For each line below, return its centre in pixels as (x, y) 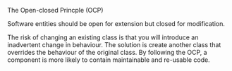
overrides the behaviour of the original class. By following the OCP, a (107, 52)
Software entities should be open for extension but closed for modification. (116, 24)
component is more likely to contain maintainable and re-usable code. (109, 60)
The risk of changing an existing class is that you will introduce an (103, 37)
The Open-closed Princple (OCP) (55, 10)
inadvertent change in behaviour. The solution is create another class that (114, 45)
